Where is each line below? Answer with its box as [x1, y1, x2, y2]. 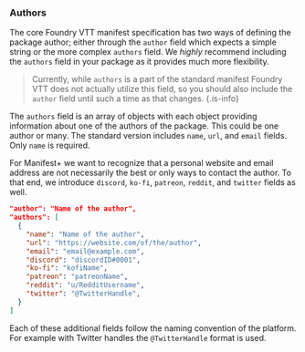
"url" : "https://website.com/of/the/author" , [26, 238, 203, 247]
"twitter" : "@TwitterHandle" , [26, 289, 142, 298]
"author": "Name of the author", [9, 204, 137, 213]
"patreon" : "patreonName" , [26, 272, 129, 282]
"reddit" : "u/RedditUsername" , [26, 281, 145, 290]
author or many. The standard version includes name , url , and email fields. [9, 130, 288, 141]
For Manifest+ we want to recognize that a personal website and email [9, 158, 274, 169]
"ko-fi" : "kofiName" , [26, 264, 108, 273]
